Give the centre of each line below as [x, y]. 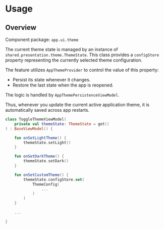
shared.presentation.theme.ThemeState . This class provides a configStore [82, 55]
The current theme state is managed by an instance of [62, 49]
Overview [21, 28]
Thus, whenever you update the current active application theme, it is [77, 105]
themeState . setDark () [46, 161]
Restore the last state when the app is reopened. [63, 85]
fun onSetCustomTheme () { [42, 175]
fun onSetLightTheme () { [40, 138]
